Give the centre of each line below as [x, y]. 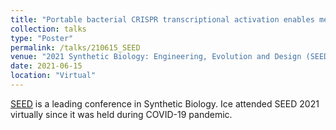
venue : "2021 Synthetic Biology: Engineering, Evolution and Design [156, 57]
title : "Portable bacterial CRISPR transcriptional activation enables [162, 19]
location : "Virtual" [53, 76]
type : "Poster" [42, 38]
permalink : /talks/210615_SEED [75, 47]
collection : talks [48, 29]
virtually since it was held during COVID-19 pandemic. [121, 114]
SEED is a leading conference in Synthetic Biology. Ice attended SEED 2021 [165, 103]
